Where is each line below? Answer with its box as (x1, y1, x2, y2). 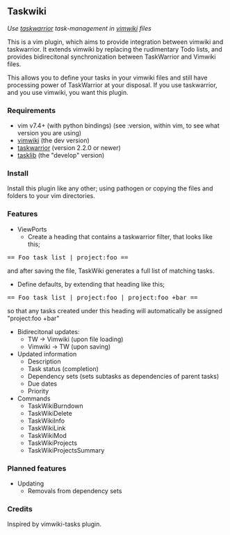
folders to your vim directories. (7, 192, 95, 200)
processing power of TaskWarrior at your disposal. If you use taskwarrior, (7, 80, 217, 89)
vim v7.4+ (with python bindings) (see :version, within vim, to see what (17, 121, 220, 130)
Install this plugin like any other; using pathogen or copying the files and (7, 184, 213, 193)
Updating (17, 479, 44, 488)
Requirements (7, 105, 56, 115)
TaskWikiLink (27, 423, 66, 432)
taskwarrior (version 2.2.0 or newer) (17, 144, 122, 152)
